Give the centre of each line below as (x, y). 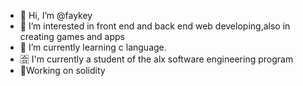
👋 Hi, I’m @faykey (56, 15)
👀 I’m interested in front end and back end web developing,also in (155, 26)
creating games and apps (72, 36)
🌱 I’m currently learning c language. (93, 47)
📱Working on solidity (62, 70)
